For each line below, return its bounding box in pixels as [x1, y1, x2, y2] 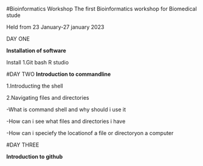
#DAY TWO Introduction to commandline [6, 71, 111, 78]
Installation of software [6, 47, 67, 54]
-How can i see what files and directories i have [6, 118, 126, 125]
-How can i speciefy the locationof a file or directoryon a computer [6, 130, 174, 136]
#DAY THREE [6, 141, 40, 148]
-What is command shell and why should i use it [6, 106, 126, 113]
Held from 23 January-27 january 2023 [6, 24, 105, 30]
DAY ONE [6, 35, 30, 42]
